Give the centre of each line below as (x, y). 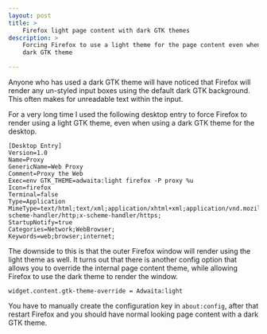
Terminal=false (33, 195)
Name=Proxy (26, 160)
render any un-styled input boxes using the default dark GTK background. (129, 91)
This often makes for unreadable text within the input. (96, 99)
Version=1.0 (28, 153)
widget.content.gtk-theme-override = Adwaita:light (95, 291)
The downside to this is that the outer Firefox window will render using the (130, 251)
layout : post (30, 16)
